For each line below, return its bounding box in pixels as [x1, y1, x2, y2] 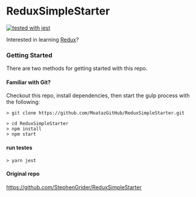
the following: [6, 98, 40, 106]
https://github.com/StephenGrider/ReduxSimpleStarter [6, 183, 142, 191]
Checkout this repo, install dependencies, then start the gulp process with [6, 92, 190, 99]
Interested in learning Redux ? [6, 36, 80, 43]
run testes [6, 144, 33, 152]
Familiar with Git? [6, 79, 51, 86]
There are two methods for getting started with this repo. [6, 65, 148, 72]
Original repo [6, 170, 40, 178]
